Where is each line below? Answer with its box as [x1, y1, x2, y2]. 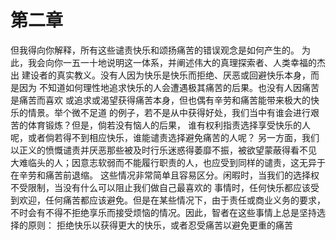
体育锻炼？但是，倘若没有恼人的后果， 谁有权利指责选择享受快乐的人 [27, 119, 311, 131]
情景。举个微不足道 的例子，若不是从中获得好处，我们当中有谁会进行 [27, 106, 311, 118]
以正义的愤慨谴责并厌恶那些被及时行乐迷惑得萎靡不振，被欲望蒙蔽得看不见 [10, 144, 317, 156]
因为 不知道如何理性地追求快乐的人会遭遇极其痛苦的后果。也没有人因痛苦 [18, 81, 320, 93]
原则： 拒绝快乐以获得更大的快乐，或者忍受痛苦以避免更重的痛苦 [27, 219, 293, 231]
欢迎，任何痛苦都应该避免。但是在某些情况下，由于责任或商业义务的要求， [18, 194, 326, 206]
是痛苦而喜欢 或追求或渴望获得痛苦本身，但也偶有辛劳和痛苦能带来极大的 [10, 94, 311, 106]
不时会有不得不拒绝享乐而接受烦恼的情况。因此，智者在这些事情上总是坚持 [10, 206, 317, 218]
